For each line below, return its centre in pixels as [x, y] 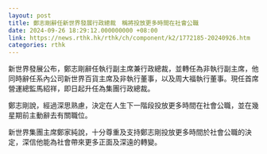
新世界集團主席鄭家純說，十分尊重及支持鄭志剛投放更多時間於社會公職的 [126, 133]
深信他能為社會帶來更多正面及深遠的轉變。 [91, 142]
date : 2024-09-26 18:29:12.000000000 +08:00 [83, 30]
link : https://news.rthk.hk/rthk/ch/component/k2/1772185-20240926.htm [129, 38]
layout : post [30, 15]
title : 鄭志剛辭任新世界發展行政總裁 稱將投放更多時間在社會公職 [104, 23]
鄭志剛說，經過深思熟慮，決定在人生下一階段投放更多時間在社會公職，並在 [130, 106]
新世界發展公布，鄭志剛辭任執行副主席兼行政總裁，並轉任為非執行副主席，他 [133, 69]
